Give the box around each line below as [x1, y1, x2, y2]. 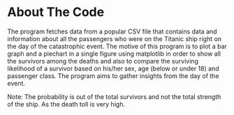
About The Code [7, 4, 105, 20]
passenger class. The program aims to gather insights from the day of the [7, 71, 219, 80]
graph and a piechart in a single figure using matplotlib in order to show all [7, 49, 221, 58]
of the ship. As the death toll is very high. [7, 100, 126, 108]
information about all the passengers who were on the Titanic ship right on [7, 34, 222, 43]
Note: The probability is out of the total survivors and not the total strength [7, 92, 221, 101]
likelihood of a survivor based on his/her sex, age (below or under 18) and [7, 64, 219, 72]
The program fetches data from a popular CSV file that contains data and [7, 27, 218, 36]
